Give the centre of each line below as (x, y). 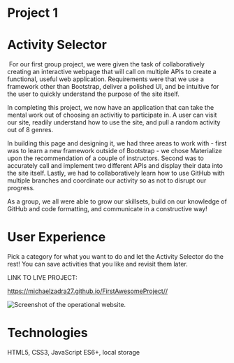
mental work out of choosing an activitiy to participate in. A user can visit (112, 115)
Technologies (48, 333)
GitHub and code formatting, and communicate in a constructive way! (107, 209)
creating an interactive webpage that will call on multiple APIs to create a (112, 72)
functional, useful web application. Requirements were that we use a (106, 79)
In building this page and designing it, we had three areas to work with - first (117, 143)
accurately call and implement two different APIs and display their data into (115, 166)
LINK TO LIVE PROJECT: (43, 278)
